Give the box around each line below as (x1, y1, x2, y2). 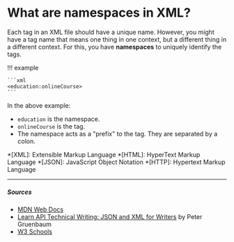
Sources (7, 188, 33, 196)
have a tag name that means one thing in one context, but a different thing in (7, 35, 227, 43)
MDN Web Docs (17, 205, 64, 213)
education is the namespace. (17, 115, 100, 123)
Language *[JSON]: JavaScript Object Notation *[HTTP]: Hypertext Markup (7, 158, 226, 166)
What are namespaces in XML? (7, 5, 192, 21)
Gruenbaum (17, 220, 52, 228)
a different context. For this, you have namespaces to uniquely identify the (7, 42, 222, 51)
